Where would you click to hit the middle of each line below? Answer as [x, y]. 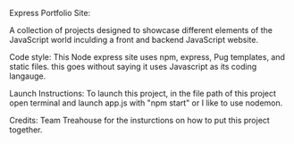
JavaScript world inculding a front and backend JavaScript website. [134, 40]
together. [26, 130]
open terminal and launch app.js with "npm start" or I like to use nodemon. [146, 103]
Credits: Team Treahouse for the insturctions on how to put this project [139, 120]
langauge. [28, 76]
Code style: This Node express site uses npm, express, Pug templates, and [147, 57]
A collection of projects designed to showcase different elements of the [141, 30]
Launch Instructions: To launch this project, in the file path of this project [143, 93]
